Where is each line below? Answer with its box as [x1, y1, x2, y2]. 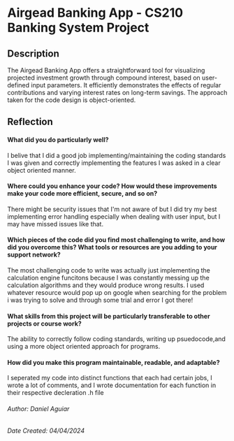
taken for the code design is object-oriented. [7, 96, 136, 104]
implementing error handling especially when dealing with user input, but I [7, 212, 221, 221]
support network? [7, 250, 61, 259]
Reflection [7, 116, 54, 128]
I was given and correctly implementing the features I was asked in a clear [7, 159, 221, 167]
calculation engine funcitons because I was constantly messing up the [7, 274, 210, 282]
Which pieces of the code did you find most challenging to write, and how [7, 236, 226, 244]
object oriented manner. [7, 166, 77, 174]
